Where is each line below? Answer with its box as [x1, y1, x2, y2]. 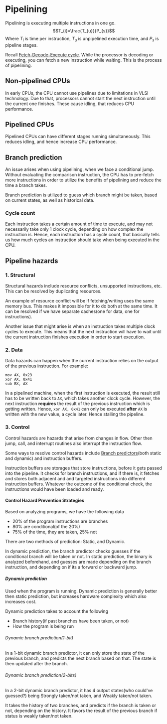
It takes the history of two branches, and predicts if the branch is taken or [5, 703, 157, 709]
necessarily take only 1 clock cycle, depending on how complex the [5, 226, 144, 232]
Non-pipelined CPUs [5, 77, 70, 85]
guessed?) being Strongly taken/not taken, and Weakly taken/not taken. [5, 693, 153, 699]
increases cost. [5, 598, 37, 604]
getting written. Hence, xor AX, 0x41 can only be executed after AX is [5, 406, 148, 412]
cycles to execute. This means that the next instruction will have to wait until [5, 329, 162, 335]
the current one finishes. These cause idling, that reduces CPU [5, 101, 135, 107]
